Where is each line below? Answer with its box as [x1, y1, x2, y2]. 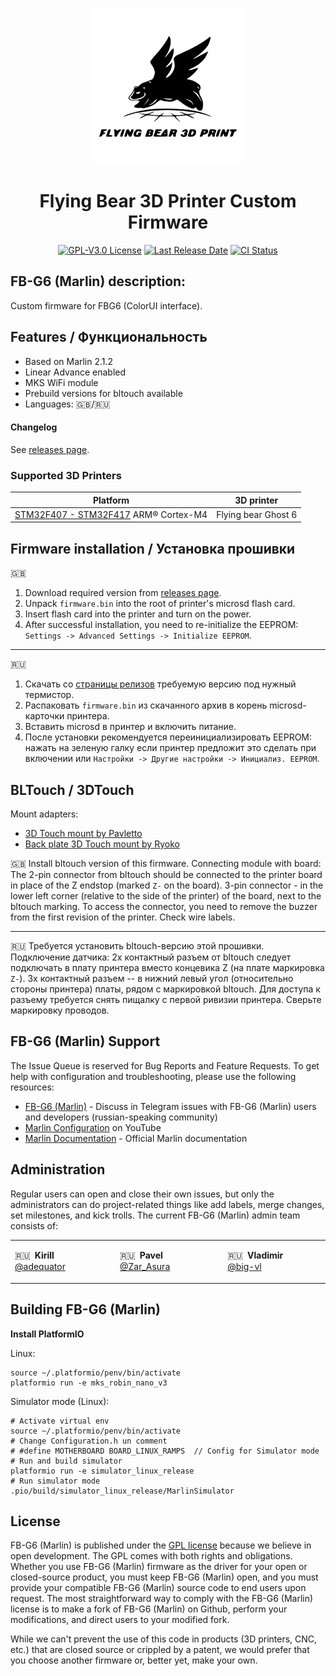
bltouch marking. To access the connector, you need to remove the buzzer [10, 900, 318, 912]
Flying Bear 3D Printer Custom [39, 190, 297, 213]
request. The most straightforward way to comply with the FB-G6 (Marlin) [10, 1593, 314, 1605]
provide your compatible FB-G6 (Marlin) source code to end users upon [10, 1582, 307, 1594]
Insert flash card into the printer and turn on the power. [24, 608, 252, 620]
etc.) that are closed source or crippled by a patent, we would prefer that [10, 1644, 310, 1656]
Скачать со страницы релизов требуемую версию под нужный [24, 678, 297, 690]
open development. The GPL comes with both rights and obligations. [10, 1550, 293, 1562]
